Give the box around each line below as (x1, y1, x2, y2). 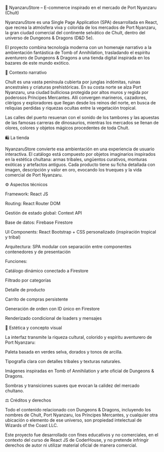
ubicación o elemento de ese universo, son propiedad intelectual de (5, 417, 142, 423)
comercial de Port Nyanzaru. (5, 172, 63, 178)
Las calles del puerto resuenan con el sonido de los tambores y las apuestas (5, 115, 160, 120)
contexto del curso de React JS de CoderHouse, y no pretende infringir (5, 437, 149, 443)
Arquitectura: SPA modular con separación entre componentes (5, 244, 132, 249)
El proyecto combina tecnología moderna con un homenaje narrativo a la (5, 45, 152, 50)
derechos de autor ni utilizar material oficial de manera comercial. (5, 442, 138, 448)
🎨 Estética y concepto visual (5, 325, 62, 331)
